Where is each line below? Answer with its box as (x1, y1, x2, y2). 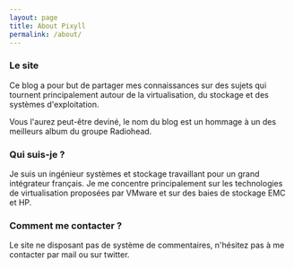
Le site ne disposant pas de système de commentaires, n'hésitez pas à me (9, 239, 285, 251)
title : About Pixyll (9, 22, 87, 30)
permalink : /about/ (9, 30, 82, 39)
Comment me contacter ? (9, 219, 123, 231)
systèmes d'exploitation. (9, 99, 99, 109)
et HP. (9, 196, 32, 207)
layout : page (9, 13, 58, 22)
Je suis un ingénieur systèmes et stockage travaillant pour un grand (9, 168, 260, 179)
